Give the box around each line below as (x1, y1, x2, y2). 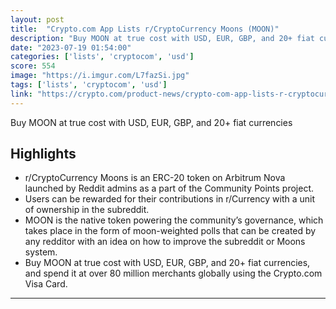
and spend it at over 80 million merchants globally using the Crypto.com (24, 267, 323, 280)
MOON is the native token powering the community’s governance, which (24, 214, 324, 226)
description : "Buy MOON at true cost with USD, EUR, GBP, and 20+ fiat (10, 33, 315, 43)
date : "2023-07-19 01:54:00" (10, 42, 132, 53)
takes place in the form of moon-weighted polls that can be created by (24, 225, 317, 237)
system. (24, 246, 58, 258)
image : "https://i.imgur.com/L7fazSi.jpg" (10, 71, 190, 81)
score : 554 (10, 61, 56, 71)
